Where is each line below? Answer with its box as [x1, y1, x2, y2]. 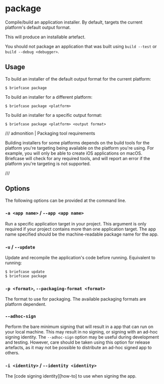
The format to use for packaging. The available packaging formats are [5, 296, 146, 302]
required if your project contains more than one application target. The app [5, 226, 156, 232]
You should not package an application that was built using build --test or [5, 43, 157, 49]
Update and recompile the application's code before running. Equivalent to [5, 255, 156, 261]
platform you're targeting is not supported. [5, 161, 91, 166]
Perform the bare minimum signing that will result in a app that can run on [5, 324, 153, 329]
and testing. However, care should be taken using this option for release [5, 339, 150, 345]
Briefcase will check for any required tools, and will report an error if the [5, 155, 150, 161]
